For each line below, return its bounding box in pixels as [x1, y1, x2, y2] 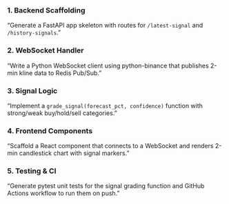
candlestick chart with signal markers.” [19, 149, 130, 157]
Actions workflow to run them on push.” [7, 189, 120, 198]
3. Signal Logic [7, 85, 58, 95]
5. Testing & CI [7, 166, 57, 176]
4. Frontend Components [7, 126, 93, 136]
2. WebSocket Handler [7, 45, 84, 55]
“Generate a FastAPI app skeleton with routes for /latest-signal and [7, 21, 203, 30]
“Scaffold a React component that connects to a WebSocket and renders [7, 142, 214, 150]
